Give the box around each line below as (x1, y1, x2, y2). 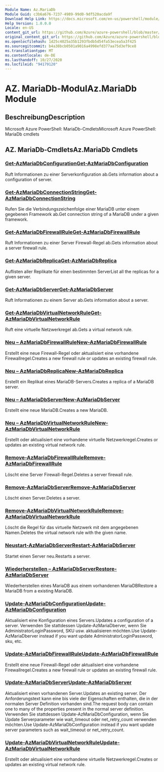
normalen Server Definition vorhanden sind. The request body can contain (5, 700, 153, 707)
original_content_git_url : (5, 35, 60, 40)
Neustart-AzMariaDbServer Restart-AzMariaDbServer (5, 542, 136, 549)
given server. (5, 273, 32, 280)
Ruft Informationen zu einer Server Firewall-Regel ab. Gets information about (5, 240, 158, 246)
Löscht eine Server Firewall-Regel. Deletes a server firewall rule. (5, 472, 133, 478)
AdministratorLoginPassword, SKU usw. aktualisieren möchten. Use (5, 628, 140, 634)
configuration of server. (5, 176, 53, 182)
